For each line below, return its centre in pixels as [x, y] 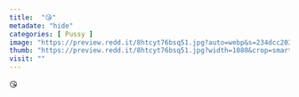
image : [21, 42]
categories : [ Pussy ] [51, 34]
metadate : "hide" [41, 26]
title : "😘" [33, 17]
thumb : [21, 51]
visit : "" [28, 59]
